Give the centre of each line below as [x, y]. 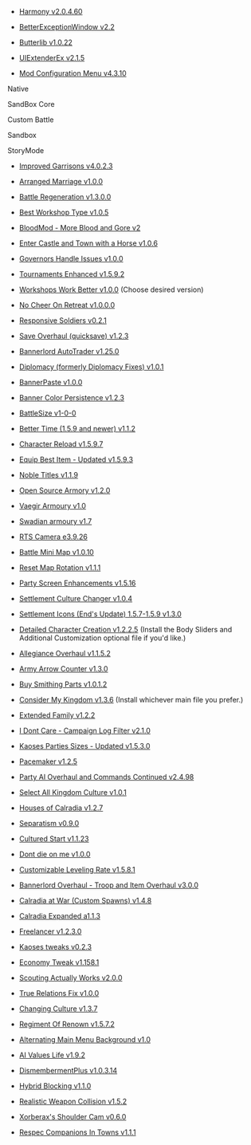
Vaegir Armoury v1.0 [53, 506]
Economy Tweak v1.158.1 [59, 962]
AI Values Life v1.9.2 [52, 1055]
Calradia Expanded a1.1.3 [60, 916]
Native [18, 89]
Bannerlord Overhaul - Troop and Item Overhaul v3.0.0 [108, 885]
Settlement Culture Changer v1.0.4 [76, 598]
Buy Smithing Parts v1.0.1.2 [63, 684]
